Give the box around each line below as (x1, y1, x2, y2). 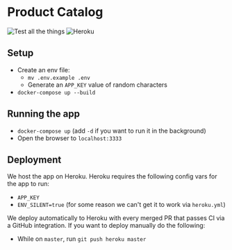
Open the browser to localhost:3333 (17, 133, 122, 142)
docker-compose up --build (17, 89, 96, 96)
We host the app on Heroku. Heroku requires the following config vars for (7, 172, 217, 181)
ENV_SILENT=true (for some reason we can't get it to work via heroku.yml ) (17, 201, 226, 209)
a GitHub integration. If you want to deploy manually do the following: (7, 222, 206, 230)
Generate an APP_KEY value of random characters (27, 81, 168, 89)
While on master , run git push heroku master (17, 235, 147, 243)
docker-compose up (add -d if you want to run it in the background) (17, 126, 206, 135)
